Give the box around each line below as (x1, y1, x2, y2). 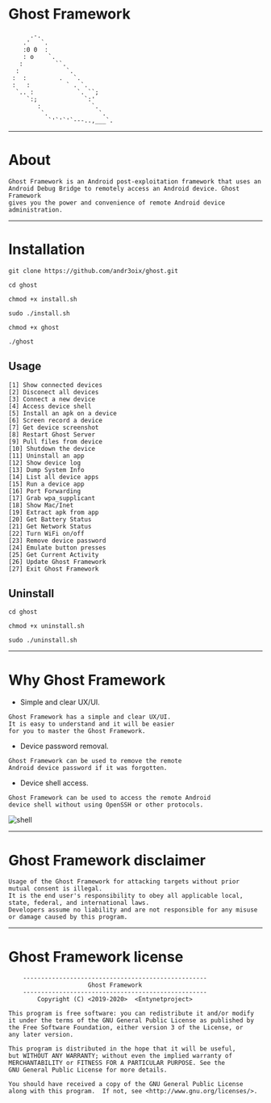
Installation (8, 240, 85, 259)
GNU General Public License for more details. (8, 1066, 168, 1075)
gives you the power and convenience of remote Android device (8, 199, 226, 207)
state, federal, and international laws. (8, 899, 150, 907)
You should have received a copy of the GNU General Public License (8, 1080, 244, 1088)
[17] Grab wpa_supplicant (8, 494, 95, 502)
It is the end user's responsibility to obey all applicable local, (8, 892, 244, 900)
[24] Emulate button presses (8, 543, 106, 552)
